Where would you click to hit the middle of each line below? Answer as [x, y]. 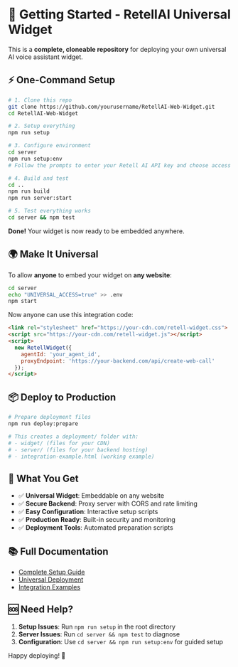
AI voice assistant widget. [46, 57]
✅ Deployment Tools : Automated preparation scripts [96, 528]
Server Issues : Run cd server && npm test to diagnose [99, 634]
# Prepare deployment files [50, 417]
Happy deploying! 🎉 [37, 655]
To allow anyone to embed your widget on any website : [90, 275]
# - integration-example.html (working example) [81, 457]
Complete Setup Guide [52, 572]
